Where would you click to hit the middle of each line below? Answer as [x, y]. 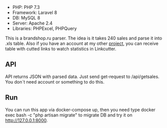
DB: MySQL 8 [26, 18]
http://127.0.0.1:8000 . [27, 120]
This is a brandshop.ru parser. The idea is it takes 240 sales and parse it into [84, 38]
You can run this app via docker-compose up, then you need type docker [80, 109]
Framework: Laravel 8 [35, 12]
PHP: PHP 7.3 [26, 7]
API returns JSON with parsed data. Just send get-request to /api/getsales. [82, 76]
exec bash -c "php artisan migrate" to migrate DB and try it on [69, 115]
